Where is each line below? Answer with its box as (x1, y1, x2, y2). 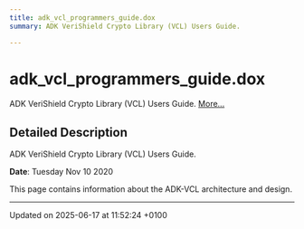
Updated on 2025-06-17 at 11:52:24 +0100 (9, 210, 167, 221)
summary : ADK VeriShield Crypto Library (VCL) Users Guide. (9, 22, 242, 31)
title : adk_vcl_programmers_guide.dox (9, 13, 156, 23)
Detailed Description (9, 124, 128, 140)
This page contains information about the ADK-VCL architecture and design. (9, 184, 292, 195)
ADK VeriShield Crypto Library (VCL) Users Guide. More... (9, 99, 225, 110)
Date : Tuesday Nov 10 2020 (9, 167, 114, 177)
